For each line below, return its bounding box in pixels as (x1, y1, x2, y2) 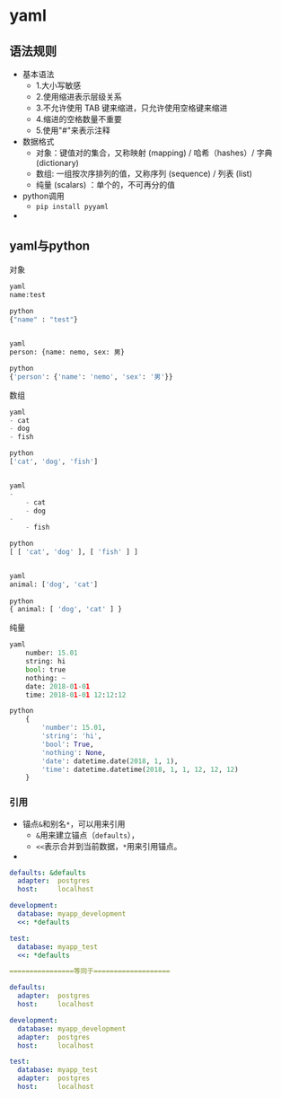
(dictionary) (35, 158, 79, 168)
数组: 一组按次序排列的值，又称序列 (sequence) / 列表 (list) (35, 168, 253, 179)
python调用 (22, 190, 65, 201)
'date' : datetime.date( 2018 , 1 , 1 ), (41, 756, 179, 766)
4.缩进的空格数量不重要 (35, 114, 123, 124)
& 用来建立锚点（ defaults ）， (35, 830, 140, 840)
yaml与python (9, 239, 91, 254)
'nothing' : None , (41, 748, 106, 757)
